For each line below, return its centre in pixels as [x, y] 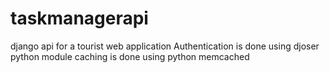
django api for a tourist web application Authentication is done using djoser [165, 46]
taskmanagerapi [79, 18]
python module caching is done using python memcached [130, 56]
